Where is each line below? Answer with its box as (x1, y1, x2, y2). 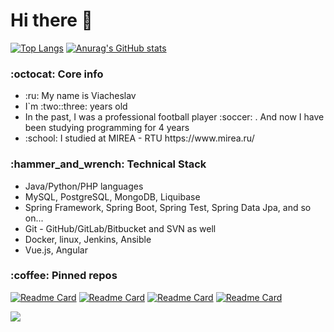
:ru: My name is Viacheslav (24, 90, 137, 102)
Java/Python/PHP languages (24, 180, 144, 192)
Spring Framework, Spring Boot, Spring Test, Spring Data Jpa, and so (24, 201, 312, 213)
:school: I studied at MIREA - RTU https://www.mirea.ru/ (24, 132, 255, 144)
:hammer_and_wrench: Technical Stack (10, 157, 207, 171)
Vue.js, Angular (24, 244, 88, 256)
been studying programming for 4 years (24, 122, 190, 134)
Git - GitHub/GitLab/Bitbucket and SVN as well (24, 222, 217, 234)
